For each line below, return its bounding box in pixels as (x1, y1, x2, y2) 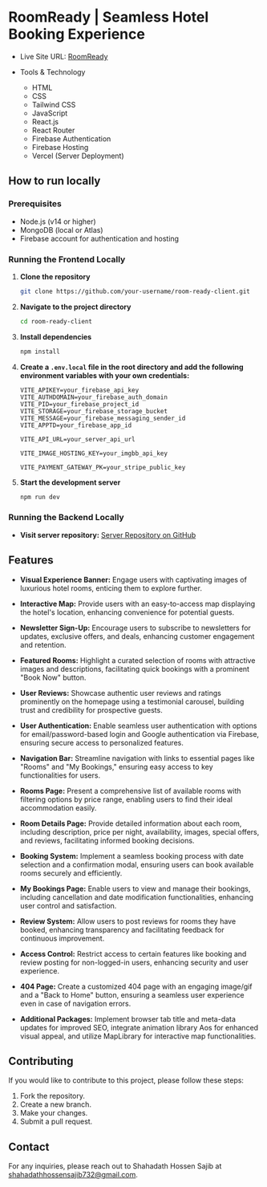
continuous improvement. (19, 933, 105, 943)
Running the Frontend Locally (8, 254, 126, 265)
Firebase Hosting (31, 142, 89, 152)
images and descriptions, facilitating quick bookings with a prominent (19, 664, 250, 673)
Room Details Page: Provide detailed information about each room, (19, 819, 242, 828)
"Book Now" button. (19, 673, 87, 682)
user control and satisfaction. (19, 900, 117, 910)
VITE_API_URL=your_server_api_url (19, 435, 136, 443)
